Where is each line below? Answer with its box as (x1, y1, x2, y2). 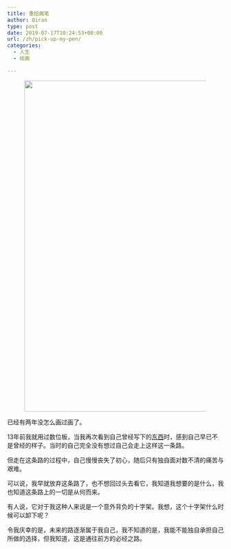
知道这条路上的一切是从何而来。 (12, 488, 104, 496)
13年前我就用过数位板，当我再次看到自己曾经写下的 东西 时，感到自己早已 (7, 432, 212, 441)
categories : (7, 42, 41, 49)
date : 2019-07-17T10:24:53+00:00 (7, 29, 103, 37)
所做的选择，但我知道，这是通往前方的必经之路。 (7, 534, 146, 542)
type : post (7, 23, 38, 30)
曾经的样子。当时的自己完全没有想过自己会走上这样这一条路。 (12, 441, 188, 449)
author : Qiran (7, 17, 48, 23)
